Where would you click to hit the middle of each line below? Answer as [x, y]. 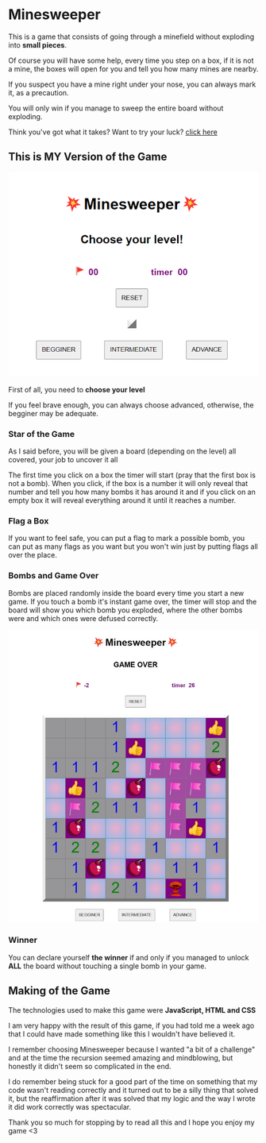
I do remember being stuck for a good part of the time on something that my [133, 1081]
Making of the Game [60, 991]
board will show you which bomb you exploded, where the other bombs [125, 610]
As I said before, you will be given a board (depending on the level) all [122, 451]
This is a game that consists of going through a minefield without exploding [131, 37]
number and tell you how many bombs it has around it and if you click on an [132, 492]
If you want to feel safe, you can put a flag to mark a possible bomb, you [127, 539]
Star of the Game [42, 434]
